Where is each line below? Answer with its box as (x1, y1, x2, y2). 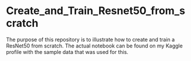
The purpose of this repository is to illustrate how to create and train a (6, 36, 175, 43)
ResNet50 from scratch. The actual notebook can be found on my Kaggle (6, 42, 183, 49)
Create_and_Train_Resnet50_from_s (6, 4, 186, 18)
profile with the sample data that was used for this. (6, 48, 129, 55)
